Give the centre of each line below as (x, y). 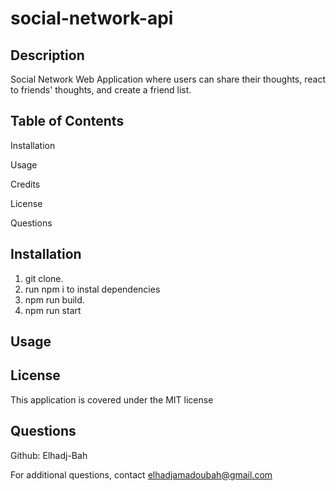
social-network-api (92, 18)
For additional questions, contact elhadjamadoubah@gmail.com (141, 474)
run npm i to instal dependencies (92, 289)
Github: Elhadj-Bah (49, 455)
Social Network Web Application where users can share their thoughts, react (168, 79)
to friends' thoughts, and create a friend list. (101, 90)
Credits (25, 184)
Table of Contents (67, 121)
